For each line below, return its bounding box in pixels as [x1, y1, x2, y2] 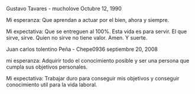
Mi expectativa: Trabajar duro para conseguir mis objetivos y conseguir [6, 75, 180, 82]
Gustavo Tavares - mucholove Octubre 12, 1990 [6, 5, 122, 12]
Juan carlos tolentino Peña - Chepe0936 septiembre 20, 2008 [6, 46, 158, 53]
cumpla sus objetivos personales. [6, 63, 88, 70]
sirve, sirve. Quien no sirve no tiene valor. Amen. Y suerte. [6, 34, 148, 41]
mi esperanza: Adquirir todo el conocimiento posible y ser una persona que [6, 57, 190, 64]
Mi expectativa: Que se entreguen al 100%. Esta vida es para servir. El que [6, 28, 187, 35]
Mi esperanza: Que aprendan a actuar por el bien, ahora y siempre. [6, 17, 170, 23]
